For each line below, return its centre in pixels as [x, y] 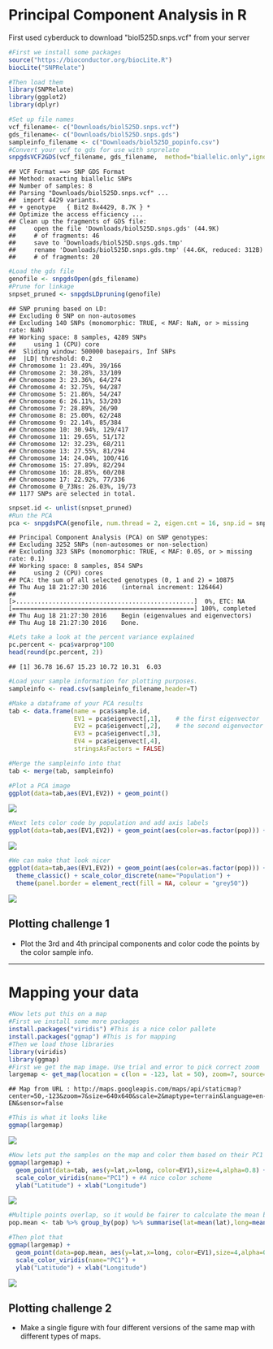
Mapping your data [74, 992]
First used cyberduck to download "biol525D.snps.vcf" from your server [129, 37]
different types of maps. [61, 1336]
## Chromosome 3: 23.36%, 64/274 [65, 380]
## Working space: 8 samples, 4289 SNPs [78, 337]
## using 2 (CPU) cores [56, 573]
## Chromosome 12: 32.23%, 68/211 [67, 444]
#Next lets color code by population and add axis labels [108, 823]
